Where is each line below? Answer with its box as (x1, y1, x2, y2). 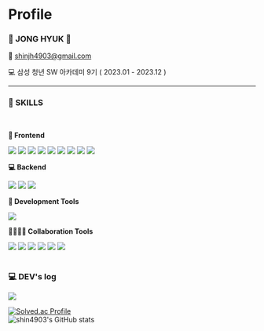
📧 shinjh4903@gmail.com (8, 51, 92, 60)
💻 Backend (8, 162, 46, 172)
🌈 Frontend (8, 130, 45, 140)
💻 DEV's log (8, 271, 57, 282)
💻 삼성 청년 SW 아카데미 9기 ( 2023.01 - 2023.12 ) (8, 67, 167, 77)
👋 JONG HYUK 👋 (8, 34, 71, 45)
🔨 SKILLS (8, 97, 43, 108)
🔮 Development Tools (8, 196, 79, 206)
